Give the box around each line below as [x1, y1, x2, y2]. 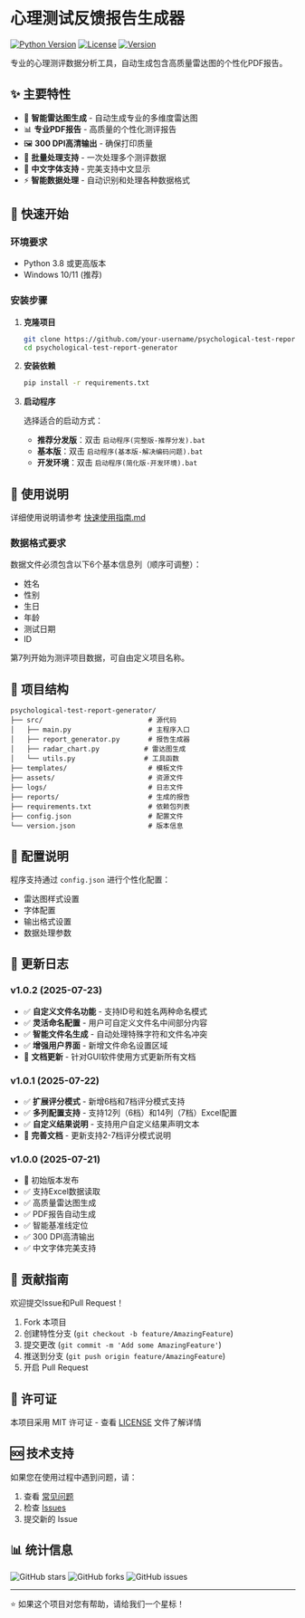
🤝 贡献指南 [10, 1271, 69, 1287]
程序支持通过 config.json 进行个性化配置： [10, 875, 171, 886]
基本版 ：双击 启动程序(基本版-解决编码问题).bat [36, 445, 204, 457]
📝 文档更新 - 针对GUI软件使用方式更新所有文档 [23, 1051, 196, 1062]
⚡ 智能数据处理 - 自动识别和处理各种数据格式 [23, 174, 191, 186]
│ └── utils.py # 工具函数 [10, 754, 180, 763]
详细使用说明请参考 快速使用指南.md [10, 512, 146, 523]
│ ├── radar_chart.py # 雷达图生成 [10, 744, 186, 754]
